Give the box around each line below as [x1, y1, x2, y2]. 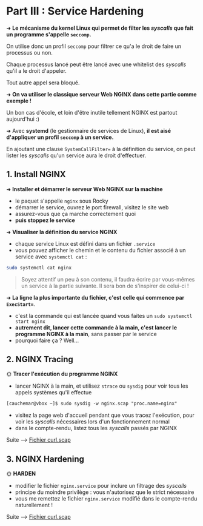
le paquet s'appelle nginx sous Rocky [15, 197, 108, 204]
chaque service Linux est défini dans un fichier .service [15, 240, 156, 247]
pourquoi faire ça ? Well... [15, 337, 79, 344]
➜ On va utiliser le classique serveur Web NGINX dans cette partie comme [6, 90, 197, 98]
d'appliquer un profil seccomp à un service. [6, 133, 114, 141]
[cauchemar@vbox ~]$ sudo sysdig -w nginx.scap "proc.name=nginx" [6, 400, 178, 407]
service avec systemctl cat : [15, 253, 87, 260]
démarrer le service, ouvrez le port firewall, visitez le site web [15, 203, 169, 211]
